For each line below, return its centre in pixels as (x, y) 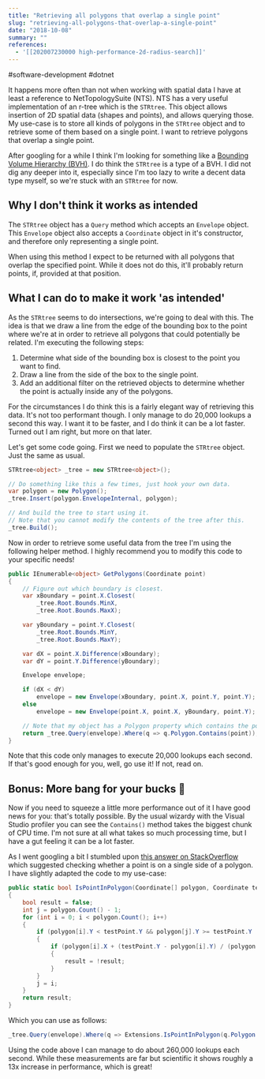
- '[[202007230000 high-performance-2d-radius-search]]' (111, 52)
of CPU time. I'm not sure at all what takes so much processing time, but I (127, 833)
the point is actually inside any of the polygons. (96, 391)
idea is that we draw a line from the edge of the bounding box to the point (128, 325)
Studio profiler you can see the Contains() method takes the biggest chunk (130, 825)
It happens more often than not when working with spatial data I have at (125, 90)
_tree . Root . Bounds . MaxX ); (79, 611)
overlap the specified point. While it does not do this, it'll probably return (126, 264)
